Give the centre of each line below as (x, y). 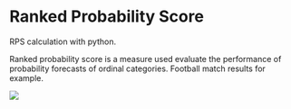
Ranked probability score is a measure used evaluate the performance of (145, 59)
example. (26, 77)
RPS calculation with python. (63, 41)
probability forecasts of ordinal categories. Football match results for (137, 68)
